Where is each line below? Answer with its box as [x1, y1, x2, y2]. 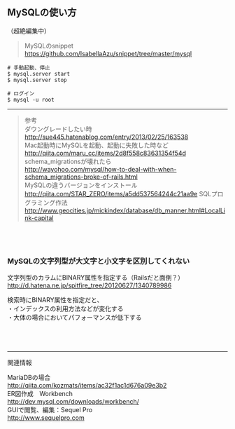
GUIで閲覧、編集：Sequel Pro [7, 406, 93, 414]
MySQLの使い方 [7, 6, 77, 19]
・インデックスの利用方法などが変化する [7, 304, 124, 313]
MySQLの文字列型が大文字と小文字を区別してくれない [7, 256, 190, 266]
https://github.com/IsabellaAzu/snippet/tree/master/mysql [24, 49, 192, 57]
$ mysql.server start [7, 70, 71, 77]
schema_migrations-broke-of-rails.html [24, 172, 138, 181]
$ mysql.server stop [7, 76, 68, 83]
